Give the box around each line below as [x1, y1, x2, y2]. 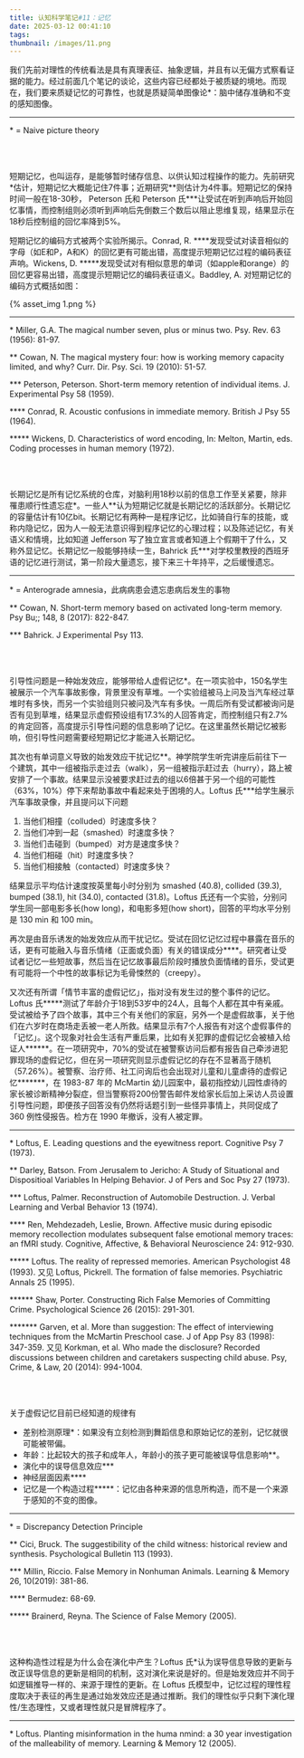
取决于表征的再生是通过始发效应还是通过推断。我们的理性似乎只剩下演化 [16, 1690, 287, 1702]
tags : [9, 30, 30, 39]
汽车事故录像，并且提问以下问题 [9, 797, 128, 807]
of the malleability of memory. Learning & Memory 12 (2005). [9, 1738, 237, 1749]
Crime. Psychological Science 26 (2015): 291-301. [9, 1304, 195, 1315]
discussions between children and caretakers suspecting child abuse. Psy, [9, 1352, 288, 1363]
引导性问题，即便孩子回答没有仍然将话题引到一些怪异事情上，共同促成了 [9, 1100, 279, 1111]
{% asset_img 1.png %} [9, 299, 97, 310]
